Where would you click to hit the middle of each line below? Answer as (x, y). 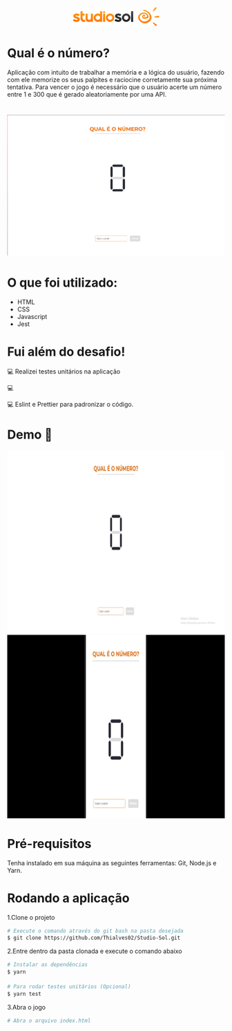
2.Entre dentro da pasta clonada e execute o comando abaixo (95, 951)
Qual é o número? (59, 54)
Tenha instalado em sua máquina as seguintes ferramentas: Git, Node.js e (112, 863)
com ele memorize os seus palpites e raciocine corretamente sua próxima (112, 80)
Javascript (32, 316)
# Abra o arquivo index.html (49, 1021)
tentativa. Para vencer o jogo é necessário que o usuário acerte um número (115, 87)
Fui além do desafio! (66, 352)
